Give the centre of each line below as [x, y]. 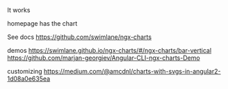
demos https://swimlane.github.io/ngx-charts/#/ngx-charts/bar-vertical [109, 50]
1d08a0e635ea [29, 79]
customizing [25, 71]
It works [19, 10]
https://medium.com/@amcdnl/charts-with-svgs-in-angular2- [132, 71]
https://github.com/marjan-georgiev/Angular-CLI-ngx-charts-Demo [104, 58]
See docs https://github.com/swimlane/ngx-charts [79, 37]
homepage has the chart [42, 23]
